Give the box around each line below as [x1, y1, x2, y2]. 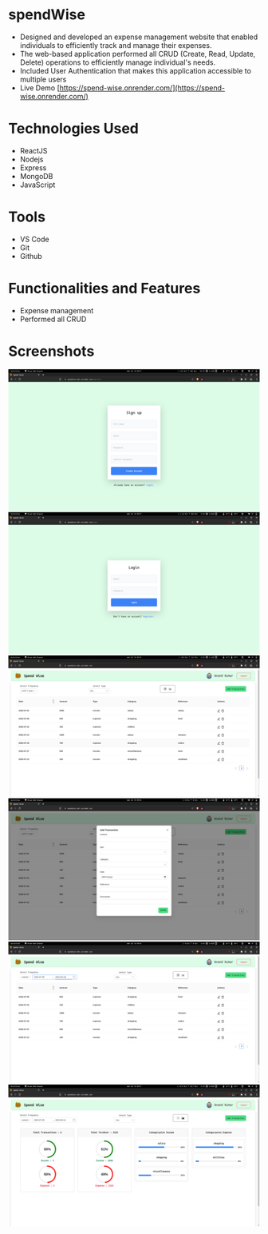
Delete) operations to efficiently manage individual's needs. [19, 58, 216, 67]
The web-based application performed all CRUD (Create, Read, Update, [19, 49, 256, 58]
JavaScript [19, 180, 56, 189]
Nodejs [19, 154, 44, 164]
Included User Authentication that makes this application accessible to [19, 66, 251, 75]
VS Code [19, 234, 49, 244]
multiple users [19, 74, 67, 84]
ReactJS [19, 145, 48, 155]
